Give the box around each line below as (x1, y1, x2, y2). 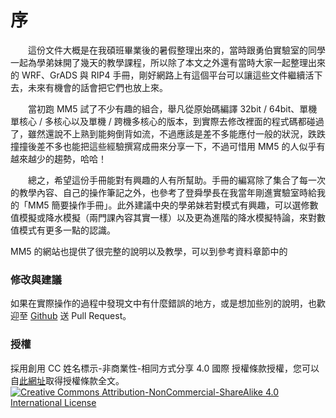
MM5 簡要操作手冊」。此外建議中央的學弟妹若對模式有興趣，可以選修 (27, 199, 310, 211)
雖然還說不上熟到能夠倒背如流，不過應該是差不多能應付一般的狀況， (27, 127, 308, 140)
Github (29, 310, 58, 322)
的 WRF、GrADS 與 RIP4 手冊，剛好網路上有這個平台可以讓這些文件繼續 (10, 69, 306, 81)
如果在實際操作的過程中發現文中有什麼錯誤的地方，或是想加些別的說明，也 (10, 297, 317, 310)
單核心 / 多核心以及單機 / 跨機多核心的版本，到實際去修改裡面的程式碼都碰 (10, 115, 316, 127)
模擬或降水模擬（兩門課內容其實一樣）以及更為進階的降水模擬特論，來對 (18, 211, 317, 223)
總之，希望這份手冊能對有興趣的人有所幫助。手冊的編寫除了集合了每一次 (27, 174, 326, 186)
